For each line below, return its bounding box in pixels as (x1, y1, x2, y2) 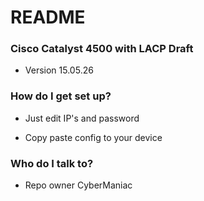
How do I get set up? (10, 89, 112, 103)
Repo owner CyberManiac (24, 179, 133, 191)
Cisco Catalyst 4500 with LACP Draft (10, 42, 194, 56)
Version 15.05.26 (24, 64, 94, 76)
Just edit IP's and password (24, 112, 140, 124)
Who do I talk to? (10, 156, 94, 170)
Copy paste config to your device (24, 131, 163, 143)
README (10, 6, 86, 29)
